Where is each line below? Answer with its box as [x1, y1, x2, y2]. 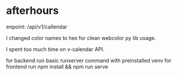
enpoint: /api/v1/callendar [6, 23, 68, 30]
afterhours [6, 4, 59, 17]
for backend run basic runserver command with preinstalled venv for [6, 57, 172, 64]
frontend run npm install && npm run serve [6, 63, 108, 70]
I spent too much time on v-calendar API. [6, 45, 105, 53]
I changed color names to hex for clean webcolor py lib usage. [6, 34, 157, 41]
